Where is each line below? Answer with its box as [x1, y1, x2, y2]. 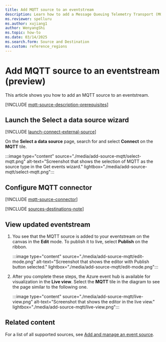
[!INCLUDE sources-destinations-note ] [5, 206, 84, 212]
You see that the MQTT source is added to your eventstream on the [12, 233, 150, 239]
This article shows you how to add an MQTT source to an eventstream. [5, 92, 150, 98]
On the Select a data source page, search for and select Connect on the [5, 139, 153, 145]
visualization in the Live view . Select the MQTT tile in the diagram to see [12, 279, 160, 284]
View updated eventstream [5, 220, 90, 228]
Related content [5, 318, 55, 327]
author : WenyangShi [5, 26, 45, 31]
